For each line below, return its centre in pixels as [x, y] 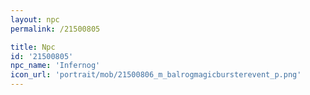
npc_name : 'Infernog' [55, 66]
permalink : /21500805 [55, 29]
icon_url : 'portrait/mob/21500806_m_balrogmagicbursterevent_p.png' [156, 75]
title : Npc [33, 47]
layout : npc [35, 19]
